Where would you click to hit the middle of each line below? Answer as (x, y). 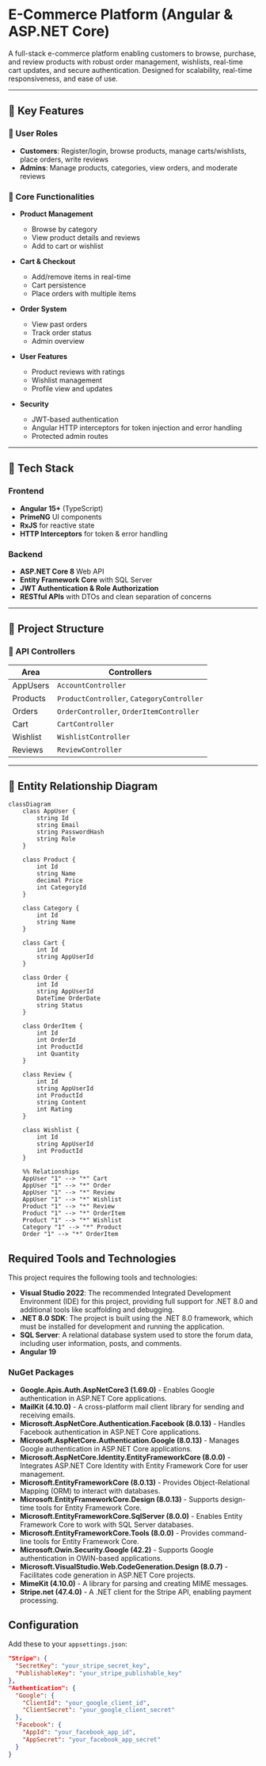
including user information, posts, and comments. (101, 1344)
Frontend (26, 491)
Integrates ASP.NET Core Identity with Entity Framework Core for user (134, 1465)
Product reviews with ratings (78, 372)
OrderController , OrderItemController (128, 711)
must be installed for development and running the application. (122, 1327)
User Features (44, 356)
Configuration (44, 1625)
